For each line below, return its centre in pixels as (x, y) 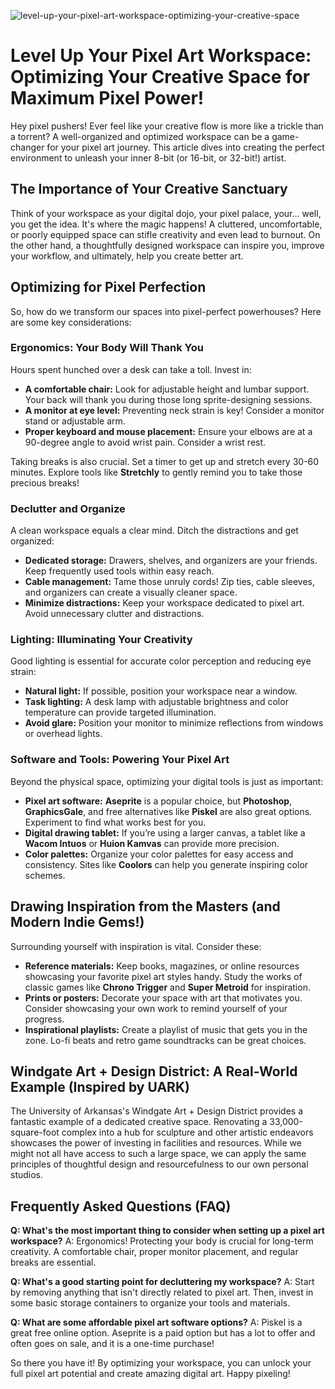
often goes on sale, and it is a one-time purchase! (112, 1344)
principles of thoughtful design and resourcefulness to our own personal (159, 1164)
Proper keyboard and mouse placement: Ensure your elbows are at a (168, 431)
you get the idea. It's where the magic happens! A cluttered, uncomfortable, (166, 224)
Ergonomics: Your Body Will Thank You (107, 348)
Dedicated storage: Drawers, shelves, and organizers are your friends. (171, 561)
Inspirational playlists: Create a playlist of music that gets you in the (166, 1029)
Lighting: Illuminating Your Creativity (101, 640)
